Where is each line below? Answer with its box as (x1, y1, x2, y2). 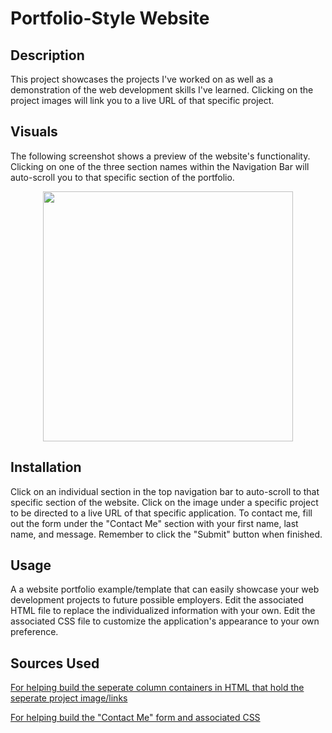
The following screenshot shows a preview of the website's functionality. (10, 150, 311, 162)
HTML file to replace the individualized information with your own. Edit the (10, 605, 316, 617)
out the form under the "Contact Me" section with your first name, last (10, 517, 299, 529)
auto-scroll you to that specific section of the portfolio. (10, 171, 235, 183)
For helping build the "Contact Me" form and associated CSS (10, 712, 261, 724)
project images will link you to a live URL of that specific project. (10, 95, 275, 106)
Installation (10, 459, 82, 476)
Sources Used (10, 655, 100, 672)
